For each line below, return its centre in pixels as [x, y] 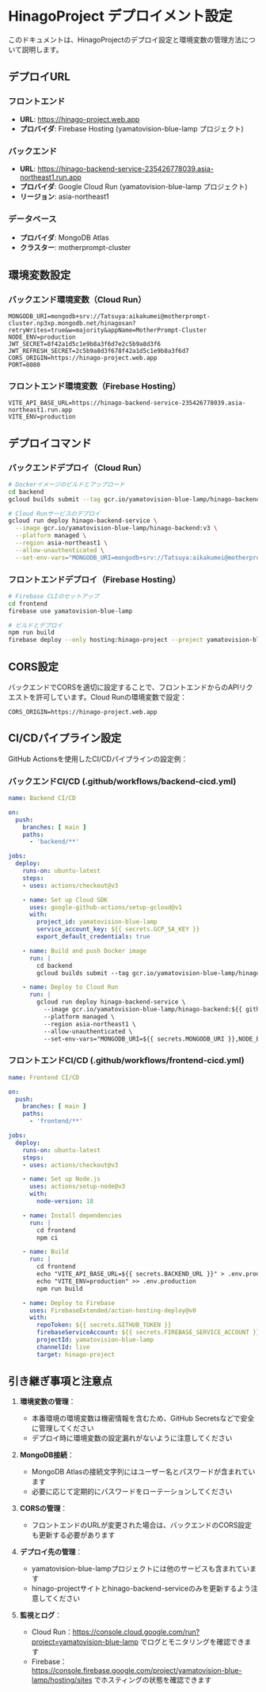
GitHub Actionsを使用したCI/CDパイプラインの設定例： [98, 759]
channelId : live [63, 1347]
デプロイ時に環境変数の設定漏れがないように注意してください [132, 1438]
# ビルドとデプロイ [36, 625]
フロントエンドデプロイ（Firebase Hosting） [94, 579]
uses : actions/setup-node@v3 [77, 1187]
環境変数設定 [40, 275]
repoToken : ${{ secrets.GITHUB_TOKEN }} [104, 1325]
